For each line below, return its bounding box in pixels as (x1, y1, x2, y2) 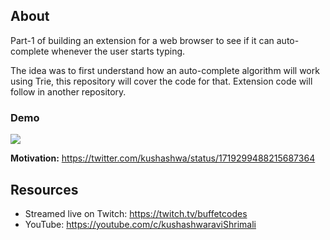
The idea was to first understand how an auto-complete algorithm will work (10, 64, 320, 76)
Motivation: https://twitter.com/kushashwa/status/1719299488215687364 (10, 152, 316, 164)
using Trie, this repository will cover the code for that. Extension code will (10, 75, 313, 87)
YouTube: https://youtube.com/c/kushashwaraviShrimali (24, 218, 257, 230)
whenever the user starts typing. (51, 45, 186, 57)
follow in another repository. (10, 85, 127, 98)
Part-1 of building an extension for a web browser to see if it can (10, 34, 275, 46)
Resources (10, 181, 79, 198)
